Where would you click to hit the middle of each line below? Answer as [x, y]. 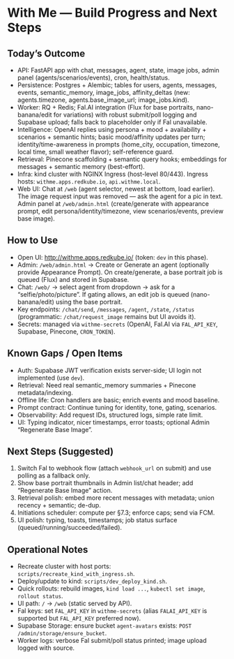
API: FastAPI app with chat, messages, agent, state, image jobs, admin [118, 70]
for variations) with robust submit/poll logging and [125, 114]
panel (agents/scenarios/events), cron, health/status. [93, 77]
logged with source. [46, 648]
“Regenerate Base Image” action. [65, 491]
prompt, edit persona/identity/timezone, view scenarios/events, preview [120, 211]
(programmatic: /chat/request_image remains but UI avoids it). [107, 316]
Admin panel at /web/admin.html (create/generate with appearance [113, 203]
